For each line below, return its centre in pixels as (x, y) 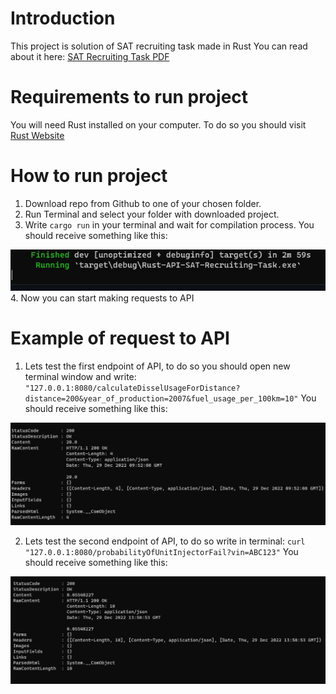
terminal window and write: (80, 376)
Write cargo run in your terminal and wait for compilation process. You (169, 224)
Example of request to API (120, 338)
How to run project (89, 176)
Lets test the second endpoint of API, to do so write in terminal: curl (165, 541)
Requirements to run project (129, 97)
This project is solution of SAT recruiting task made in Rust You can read (159, 46)
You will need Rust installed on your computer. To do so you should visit (158, 124)
